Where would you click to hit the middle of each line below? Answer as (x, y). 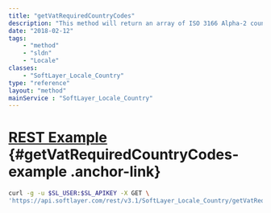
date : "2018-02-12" (41, 31)
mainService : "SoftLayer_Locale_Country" (81, 98)
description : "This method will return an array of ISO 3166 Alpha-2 (128, 23)
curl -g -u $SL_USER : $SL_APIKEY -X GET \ (79, 194)
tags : (17, 38)
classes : (23, 68)
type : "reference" (39, 83)
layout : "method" (38, 90)
